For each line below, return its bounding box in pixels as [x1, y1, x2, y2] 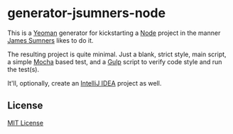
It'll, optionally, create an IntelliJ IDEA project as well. [7, 78, 162, 87]
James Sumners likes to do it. [7, 36, 94, 44]
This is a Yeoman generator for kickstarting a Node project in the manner [7, 29, 221, 37]
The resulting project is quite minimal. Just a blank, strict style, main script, [7, 50, 227, 58]
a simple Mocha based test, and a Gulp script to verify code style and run [7, 57, 222, 66]
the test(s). [7, 65, 40, 73]
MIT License [7, 118, 44, 127]
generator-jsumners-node [7, 5, 166, 21]
